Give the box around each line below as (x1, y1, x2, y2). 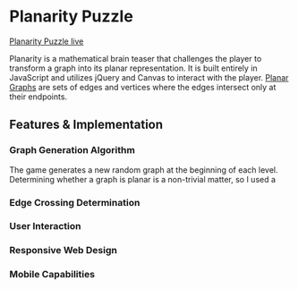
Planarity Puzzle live (9, 36, 84, 47)
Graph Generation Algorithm (9, 144, 136, 157)
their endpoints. (9, 91, 68, 102)
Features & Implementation (9, 117, 164, 132)
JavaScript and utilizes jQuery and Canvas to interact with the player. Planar (9, 72, 289, 82)
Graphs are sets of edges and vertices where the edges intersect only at (9, 81, 277, 92)
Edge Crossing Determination (9, 196, 140, 208)
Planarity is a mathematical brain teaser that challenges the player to (9, 53, 262, 64)
